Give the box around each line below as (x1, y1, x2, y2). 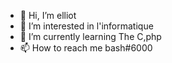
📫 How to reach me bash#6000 (19, 42, 153, 54)
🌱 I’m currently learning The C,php (19, 31, 162, 42)
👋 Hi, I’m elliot (19, 10, 77, 21)
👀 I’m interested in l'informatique (19, 20, 154, 32)
